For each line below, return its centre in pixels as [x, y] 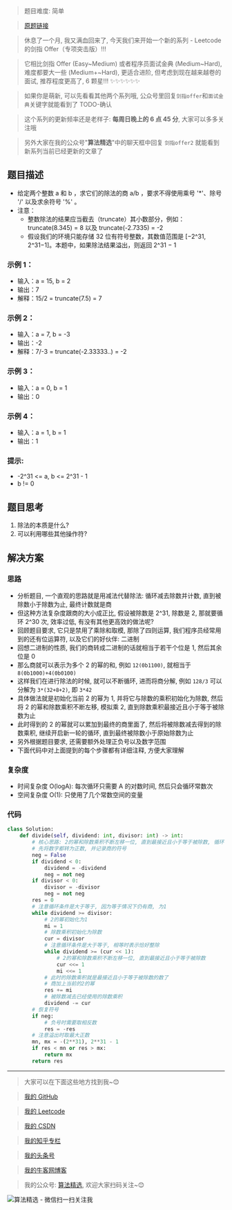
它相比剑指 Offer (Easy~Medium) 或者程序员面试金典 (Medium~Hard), [123, 64]
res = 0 [43, 900]
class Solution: [30, 829]
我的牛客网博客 [45, 1170]
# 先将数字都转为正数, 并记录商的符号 [79, 849]
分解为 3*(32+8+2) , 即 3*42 [54, 689]
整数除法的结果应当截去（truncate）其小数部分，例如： [106, 219]
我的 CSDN [40, 1126]
